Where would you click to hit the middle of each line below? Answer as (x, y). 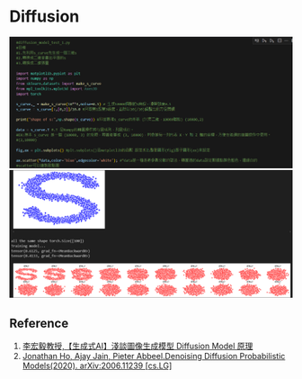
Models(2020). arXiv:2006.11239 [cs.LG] (97, 365)
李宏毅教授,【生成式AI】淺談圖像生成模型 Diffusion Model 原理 (138, 346)
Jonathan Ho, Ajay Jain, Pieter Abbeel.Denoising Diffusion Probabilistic (154, 356)
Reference (39, 323)
